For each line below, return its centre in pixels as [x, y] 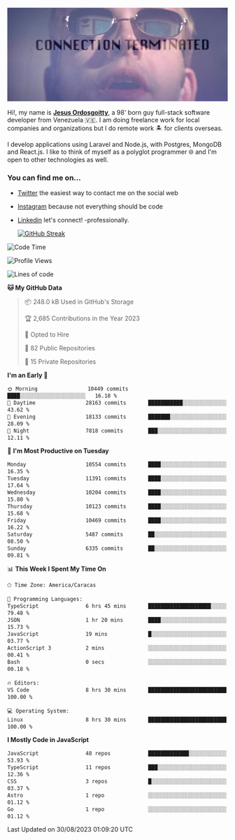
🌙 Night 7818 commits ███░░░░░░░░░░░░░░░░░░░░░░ [117, 431]
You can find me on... [44, 178]
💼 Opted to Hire [47, 335]
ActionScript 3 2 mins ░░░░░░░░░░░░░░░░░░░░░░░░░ [117, 648]
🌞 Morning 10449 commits [68, 389]
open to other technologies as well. [58, 160]
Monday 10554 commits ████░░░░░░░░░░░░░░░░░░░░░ [117, 465]
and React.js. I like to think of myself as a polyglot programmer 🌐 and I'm [112, 152]
